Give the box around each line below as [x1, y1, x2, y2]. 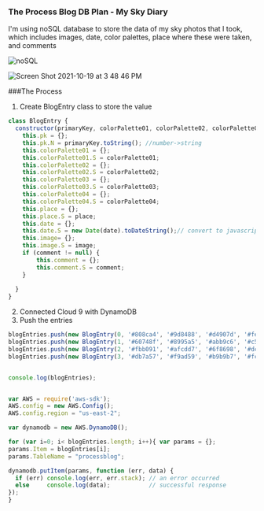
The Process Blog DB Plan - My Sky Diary [8, 6, 169, 17]
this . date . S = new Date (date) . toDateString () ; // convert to [22, 227, 223, 235]
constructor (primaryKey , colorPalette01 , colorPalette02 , [15, 124, 210, 132]
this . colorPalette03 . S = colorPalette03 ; [22, 183, 159, 191]
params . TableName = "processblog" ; [8, 452, 125, 461]
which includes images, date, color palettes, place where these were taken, [8, 32, 252, 42]
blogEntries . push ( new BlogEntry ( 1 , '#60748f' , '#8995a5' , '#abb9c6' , [8, 338, 241, 346]
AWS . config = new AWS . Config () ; [8, 402, 114, 410]
